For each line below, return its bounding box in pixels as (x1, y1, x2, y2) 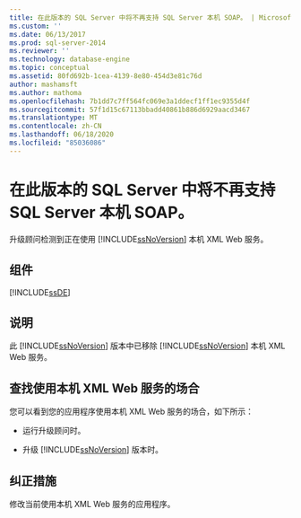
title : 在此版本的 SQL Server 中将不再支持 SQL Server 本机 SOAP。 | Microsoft (9, 13, 296, 22)
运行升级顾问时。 (21, 426, 86, 436)
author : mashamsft (9, 80, 78, 89)
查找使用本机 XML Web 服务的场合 (9, 381, 200, 396)
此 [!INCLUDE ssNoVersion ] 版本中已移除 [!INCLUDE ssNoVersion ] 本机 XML (9, 340, 286, 351)
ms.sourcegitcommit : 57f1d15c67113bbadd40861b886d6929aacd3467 (9, 105, 251, 114)
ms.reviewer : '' (9, 47, 70, 56)
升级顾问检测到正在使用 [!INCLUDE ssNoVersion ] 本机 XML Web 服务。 (9, 233, 269, 244)
